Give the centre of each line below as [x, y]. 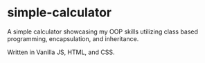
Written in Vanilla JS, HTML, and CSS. [61, 52]
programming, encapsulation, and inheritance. [73, 38]
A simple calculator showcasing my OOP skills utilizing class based [103, 32]
